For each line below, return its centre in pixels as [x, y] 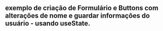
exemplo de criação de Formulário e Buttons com [82, 8]
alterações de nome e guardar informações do [78, 16]
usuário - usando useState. [48, 23]
